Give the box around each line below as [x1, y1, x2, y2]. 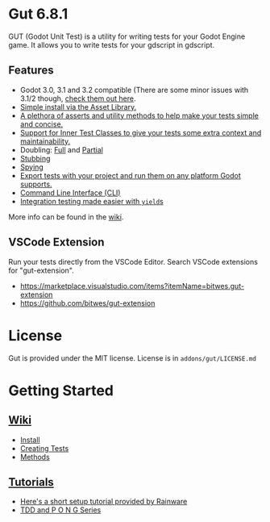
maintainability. [19, 136, 71, 146]
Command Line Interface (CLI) [19, 187, 121, 198]
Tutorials [8, 475, 54, 489]
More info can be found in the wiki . [8, 211, 124, 222]
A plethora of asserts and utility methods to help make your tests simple [19, 111, 260, 120]
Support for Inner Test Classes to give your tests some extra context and [19, 127, 262, 137]
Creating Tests [19, 443, 69, 453]
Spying [19, 162, 44, 172]
